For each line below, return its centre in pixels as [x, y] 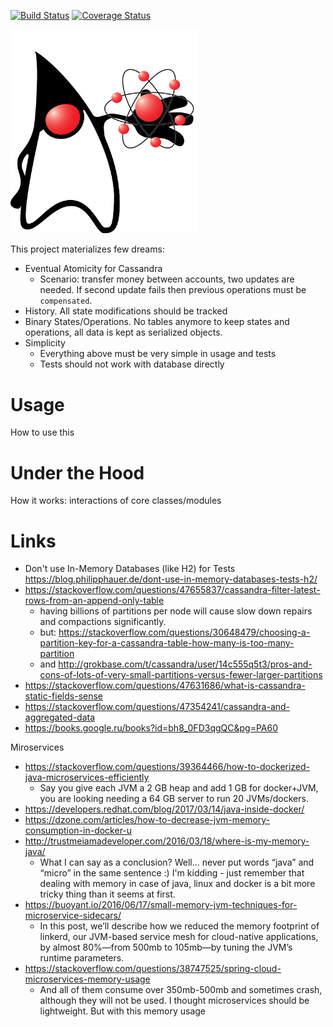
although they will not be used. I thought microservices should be [174, 1001]
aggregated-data [60, 717]
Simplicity [45, 343]
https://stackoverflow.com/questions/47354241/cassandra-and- [157, 707]
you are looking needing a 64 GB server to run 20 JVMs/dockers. [174, 799]
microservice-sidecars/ [73, 916]
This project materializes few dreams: [87, 249]
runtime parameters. [82, 958]
